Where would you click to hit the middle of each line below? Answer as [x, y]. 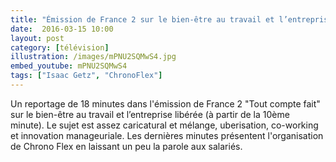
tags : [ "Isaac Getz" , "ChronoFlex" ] [86, 76]
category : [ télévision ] [60, 47]
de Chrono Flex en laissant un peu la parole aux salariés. [126, 146]
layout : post [37, 38]
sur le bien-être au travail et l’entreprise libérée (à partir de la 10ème [150, 114]
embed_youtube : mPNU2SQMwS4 [69, 66]
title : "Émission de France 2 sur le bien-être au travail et [142, 19]
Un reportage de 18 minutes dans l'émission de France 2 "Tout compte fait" [165, 103]
